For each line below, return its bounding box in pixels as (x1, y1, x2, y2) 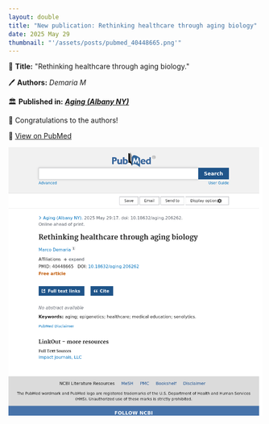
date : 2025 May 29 (8, 30, 70, 38)
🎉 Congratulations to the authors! (8, 115, 118, 125)
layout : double (8, 13, 60, 21)
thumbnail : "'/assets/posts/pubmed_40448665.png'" (8, 39, 182, 47)
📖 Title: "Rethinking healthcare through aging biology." (8, 61, 190, 72)
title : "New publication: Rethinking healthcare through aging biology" (8, 21, 258, 30)
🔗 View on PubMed (8, 131, 72, 141)
